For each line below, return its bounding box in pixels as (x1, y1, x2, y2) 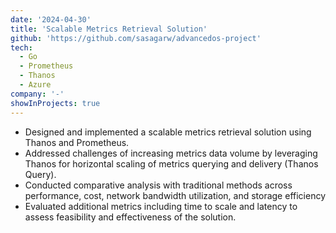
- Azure (19, 80, 52, 90)
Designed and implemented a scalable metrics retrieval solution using (24, 126, 312, 138)
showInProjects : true (10, 98, 101, 108)
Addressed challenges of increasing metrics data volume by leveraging (24, 147, 318, 159)
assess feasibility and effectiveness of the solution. (24, 211, 237, 223)
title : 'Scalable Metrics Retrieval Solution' (10, 24, 208, 34)
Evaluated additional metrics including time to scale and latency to (24, 200, 298, 212)
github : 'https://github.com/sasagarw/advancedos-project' (10, 33, 262, 43)
